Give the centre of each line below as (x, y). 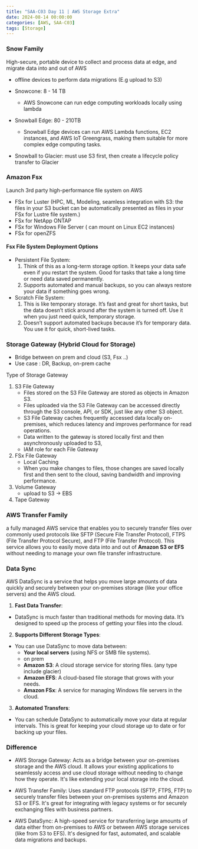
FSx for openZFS (35, 233)
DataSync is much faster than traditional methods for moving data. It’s (99, 617)
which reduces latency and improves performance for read (120, 424)
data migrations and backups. (51, 840)
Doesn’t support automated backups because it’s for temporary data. (107, 323)
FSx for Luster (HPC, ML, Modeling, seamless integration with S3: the (99, 201)
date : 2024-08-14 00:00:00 (39, 17)
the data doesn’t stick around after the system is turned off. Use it (103, 310)
